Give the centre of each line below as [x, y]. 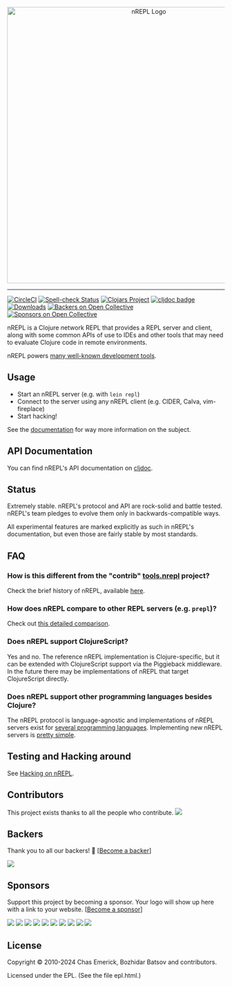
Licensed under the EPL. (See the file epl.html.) [74, 976]
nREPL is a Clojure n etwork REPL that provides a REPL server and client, [110, 328]
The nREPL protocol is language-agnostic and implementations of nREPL [110, 720]
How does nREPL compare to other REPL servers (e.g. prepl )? [112, 609]
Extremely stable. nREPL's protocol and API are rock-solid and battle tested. [115, 506]
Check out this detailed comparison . [59, 624]
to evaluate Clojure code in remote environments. [77, 342]
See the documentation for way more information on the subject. [99, 429]
